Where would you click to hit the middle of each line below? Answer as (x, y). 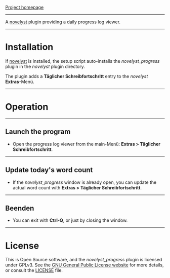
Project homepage (25, 7)
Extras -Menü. (20, 82)
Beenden (20, 208)
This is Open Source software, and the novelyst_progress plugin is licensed (84, 260)
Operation (27, 107)
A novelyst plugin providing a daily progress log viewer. (63, 22)
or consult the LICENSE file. (34, 270)
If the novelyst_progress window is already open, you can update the (84, 182)
